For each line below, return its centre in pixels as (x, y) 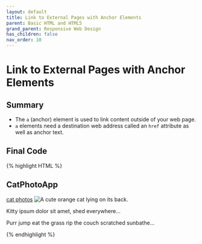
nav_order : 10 (24, 40)
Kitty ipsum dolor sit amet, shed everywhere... (63, 211)
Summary (25, 105)
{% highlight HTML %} (34, 165)
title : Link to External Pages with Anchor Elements (74, 18)
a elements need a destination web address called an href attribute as (102, 126)
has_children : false (32, 34)
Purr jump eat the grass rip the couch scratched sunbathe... (80, 223)
